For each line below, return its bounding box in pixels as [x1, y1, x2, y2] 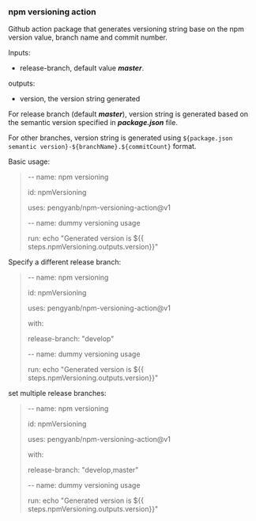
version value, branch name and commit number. [8, 32, 168, 42]
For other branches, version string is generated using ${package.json [8, 133, 233, 143]
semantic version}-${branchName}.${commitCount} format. [8, 142, 197, 151]
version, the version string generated [19, 94, 141, 104]
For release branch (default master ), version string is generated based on [8, 109, 249, 119]
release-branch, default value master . [19, 63, 145, 73]
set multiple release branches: [8, 389, 107, 398]
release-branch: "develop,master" [27, 466, 139, 475]
